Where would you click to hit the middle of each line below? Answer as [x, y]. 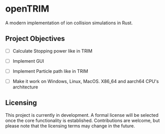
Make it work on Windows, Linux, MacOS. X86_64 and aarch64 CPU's [86, 81]
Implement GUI [28, 61]
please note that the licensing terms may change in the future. [70, 126]
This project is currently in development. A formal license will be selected [82, 115]
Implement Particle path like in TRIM [50, 71]
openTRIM [27, 9]
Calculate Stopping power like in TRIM [53, 51]
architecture [25, 87]
